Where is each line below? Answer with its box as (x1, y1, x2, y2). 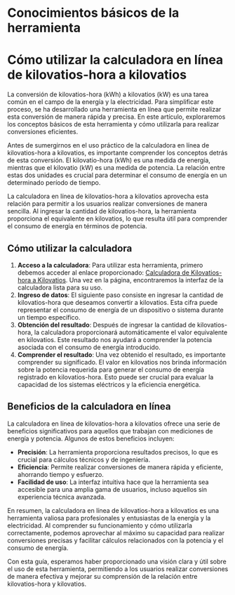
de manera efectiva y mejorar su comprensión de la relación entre (7, 572, 198, 580)
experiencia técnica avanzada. (17, 492, 107, 501)
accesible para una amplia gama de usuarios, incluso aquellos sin (17, 485, 207, 493)
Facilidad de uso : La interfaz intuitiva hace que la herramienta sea (17, 478, 209, 486)
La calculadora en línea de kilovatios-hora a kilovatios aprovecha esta (7, 192, 209, 201)
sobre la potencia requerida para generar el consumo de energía (17, 365, 205, 374)
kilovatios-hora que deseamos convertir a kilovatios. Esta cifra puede (17, 298, 218, 306)
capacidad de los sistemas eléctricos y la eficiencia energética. (17, 380, 201, 388)
